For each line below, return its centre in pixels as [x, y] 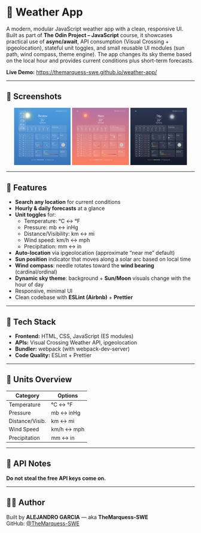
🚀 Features [27, 188]
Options [68, 396]
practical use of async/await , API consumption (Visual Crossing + [88, 41]
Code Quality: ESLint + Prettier [53, 355]
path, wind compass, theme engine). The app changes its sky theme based [99, 54]
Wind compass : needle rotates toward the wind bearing [84, 266]
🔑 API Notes [29, 464]
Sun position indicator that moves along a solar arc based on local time [103, 259]
